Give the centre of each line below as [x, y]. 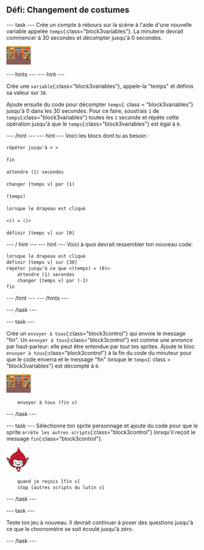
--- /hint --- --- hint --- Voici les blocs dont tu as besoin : [78, 135]
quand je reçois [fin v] [49, 481]
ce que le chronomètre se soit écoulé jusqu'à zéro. [70, 529]
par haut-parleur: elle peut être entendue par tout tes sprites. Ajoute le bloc [100, 346]
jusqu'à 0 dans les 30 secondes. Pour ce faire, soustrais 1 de [83, 111]
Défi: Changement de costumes [68, 10]
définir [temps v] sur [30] [42, 262]
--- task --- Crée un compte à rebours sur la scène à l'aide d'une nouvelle [99, 24]
